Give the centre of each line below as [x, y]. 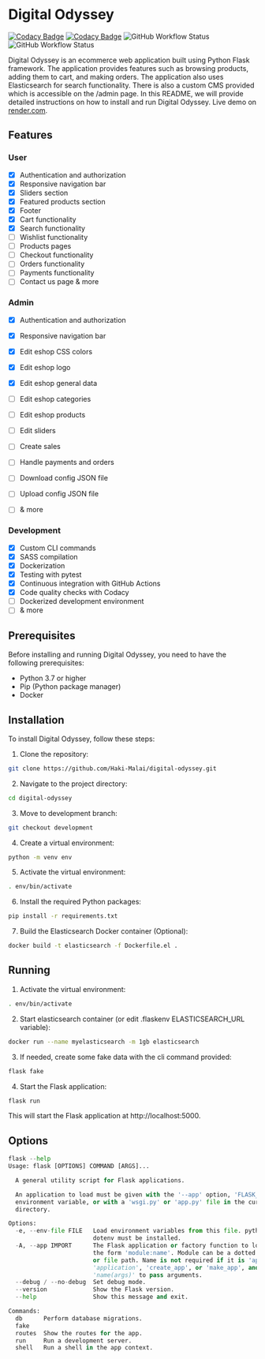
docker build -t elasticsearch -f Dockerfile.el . [93, 946]
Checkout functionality [56, 255]
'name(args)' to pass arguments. [147, 1275]
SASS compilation [49, 556]
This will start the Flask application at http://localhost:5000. [105, 1116]
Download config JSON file [64, 478]
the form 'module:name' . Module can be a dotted [174, 1252]
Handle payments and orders [67, 462]
